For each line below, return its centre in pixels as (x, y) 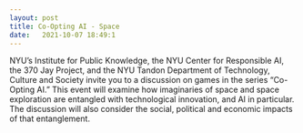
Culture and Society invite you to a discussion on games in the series (139, 80)
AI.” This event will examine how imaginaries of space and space (158, 90)
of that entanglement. (50, 118)
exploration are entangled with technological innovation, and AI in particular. (152, 99)
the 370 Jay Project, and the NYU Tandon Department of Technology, (140, 70)
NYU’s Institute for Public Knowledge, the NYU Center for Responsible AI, (147, 61)
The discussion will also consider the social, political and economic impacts (151, 109)
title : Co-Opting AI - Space (65, 26)
